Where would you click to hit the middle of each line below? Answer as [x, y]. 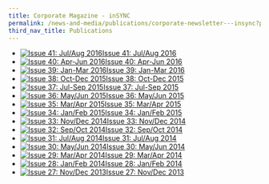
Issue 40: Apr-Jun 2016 [144, 62]
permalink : [26, 23]
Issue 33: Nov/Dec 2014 [147, 122]
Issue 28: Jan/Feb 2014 [144, 164]
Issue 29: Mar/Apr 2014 [144, 155]
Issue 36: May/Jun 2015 [145, 96]
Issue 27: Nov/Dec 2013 [145, 172]
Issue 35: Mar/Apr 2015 [143, 104]
